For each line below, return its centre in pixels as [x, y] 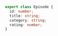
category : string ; [28, 20]
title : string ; [25, 16]
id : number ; [22, 11]
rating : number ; [26, 25]
